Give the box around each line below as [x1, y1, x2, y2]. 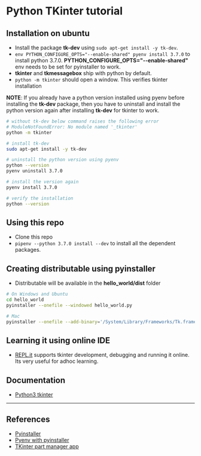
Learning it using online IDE [6, 335, 111, 345]
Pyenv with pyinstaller [14, 436, 69, 443]
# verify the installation [6, 195, 74, 201]
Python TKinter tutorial [6, 4, 123, 18]
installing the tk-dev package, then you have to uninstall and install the [6, 100, 181, 108]
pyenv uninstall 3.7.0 [6, 168, 63, 174]
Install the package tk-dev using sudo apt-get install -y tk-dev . [14, 44, 178, 51]
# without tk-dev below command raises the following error [6, 118, 160, 124]
